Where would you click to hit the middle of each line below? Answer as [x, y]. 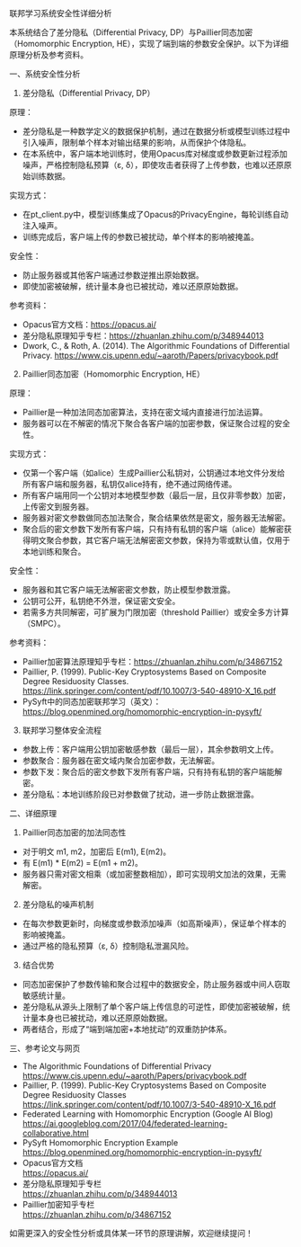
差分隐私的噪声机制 [58, 904]
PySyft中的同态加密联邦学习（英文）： [92, 701]
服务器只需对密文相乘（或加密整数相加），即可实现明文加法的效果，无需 [154, 874]
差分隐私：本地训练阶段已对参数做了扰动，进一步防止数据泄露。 [140, 794]
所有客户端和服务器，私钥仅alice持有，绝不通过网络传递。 [129, 484]
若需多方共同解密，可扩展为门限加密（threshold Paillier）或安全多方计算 [155, 612]
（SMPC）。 [44, 623]
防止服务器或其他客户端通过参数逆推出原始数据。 [113, 275]
